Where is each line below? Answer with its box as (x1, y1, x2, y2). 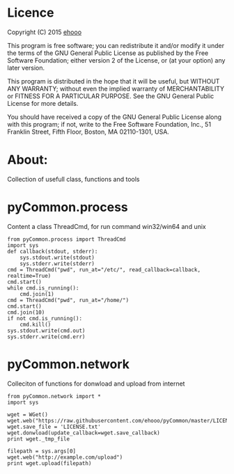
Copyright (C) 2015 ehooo (7, 28, 82, 36)
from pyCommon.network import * (7, 393, 101, 400)
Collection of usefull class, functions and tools (7, 175, 141, 183)
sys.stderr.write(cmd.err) (7, 333, 86, 340)
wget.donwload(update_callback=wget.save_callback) (7, 429, 160, 436)
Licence (7, 5, 54, 21)
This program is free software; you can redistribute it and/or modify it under (7, 41, 225, 49)
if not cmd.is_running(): (7, 315, 82, 322)
